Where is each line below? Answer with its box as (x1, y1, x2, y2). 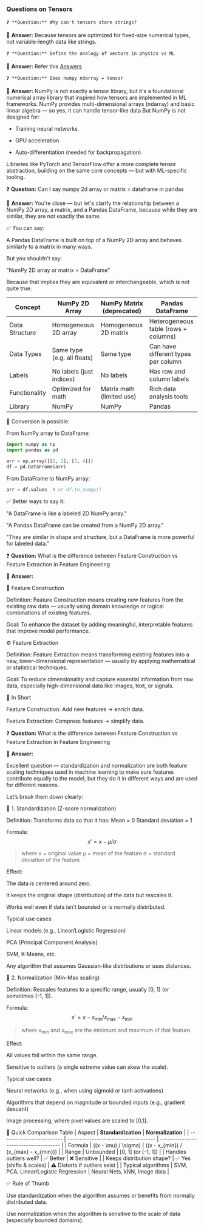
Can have (149, 342, 177, 351)
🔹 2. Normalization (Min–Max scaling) (6, 974, 100, 981)
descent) (6, 1105, 29, 1113)
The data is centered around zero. (6, 880, 92, 887)
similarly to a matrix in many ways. (6, 243, 93, 251)
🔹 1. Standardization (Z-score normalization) (6, 805, 117, 812)
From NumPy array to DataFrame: (6, 429, 90, 437)
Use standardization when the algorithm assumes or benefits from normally (6, 1192, 195, 1200)
